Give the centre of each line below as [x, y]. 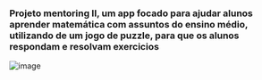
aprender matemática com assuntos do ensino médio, [129, 24]
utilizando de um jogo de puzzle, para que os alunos [124, 36]
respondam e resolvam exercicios [84, 46]
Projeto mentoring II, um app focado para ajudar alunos [131, 13]
